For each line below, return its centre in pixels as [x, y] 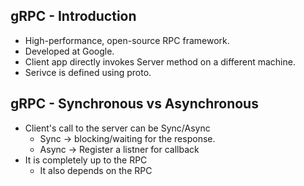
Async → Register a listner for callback [119, 149]
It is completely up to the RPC [86, 160]
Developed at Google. [69, 51]
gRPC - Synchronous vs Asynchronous [134, 104]
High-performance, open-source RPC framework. [127, 40]
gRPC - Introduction [73, 16]
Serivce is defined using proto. [88, 72]
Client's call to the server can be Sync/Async [117, 128]
